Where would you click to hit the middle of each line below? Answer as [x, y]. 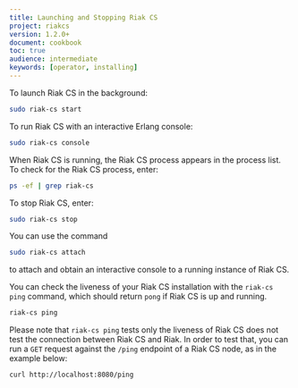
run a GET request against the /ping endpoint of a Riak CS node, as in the [143, 349]
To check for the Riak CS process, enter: [84, 169]
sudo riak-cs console [50, 143]
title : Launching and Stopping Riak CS [84, 17]
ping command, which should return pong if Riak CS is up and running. [138, 297]
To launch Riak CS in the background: [78, 93]
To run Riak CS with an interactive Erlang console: [101, 126]
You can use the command [59, 236]
